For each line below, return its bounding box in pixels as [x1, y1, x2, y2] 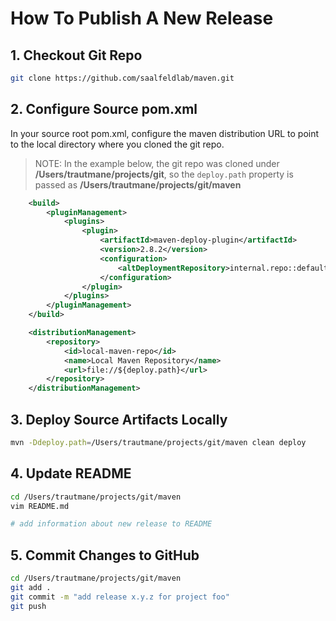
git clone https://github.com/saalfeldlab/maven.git [10, 73, 235, 83]
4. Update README [10, 465, 132, 482]
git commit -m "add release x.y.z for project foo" [10, 592, 230, 602]
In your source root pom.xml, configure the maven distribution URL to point [10, 127, 320, 139]
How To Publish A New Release [10, 7, 274, 30]
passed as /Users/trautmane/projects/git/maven [34, 178, 242, 191]
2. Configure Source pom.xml [10, 101, 198, 118]
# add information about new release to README [10, 519, 213, 529]
